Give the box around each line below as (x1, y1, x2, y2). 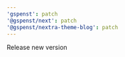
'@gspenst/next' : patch (6, 17, 77, 24)
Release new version (6, 43, 68, 52)
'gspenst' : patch (6, 10, 58, 18)
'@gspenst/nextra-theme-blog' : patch (6, 24, 119, 31)
